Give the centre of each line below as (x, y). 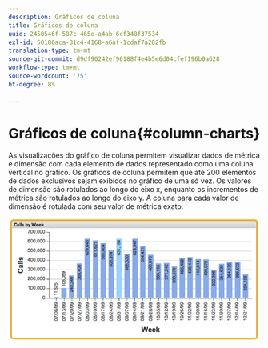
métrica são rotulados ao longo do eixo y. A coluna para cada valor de (124, 198)
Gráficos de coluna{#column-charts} (134, 133)
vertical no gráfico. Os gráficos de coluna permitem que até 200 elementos (132, 173)
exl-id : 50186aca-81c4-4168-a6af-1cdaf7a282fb (87, 42)
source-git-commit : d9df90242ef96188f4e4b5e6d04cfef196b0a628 (114, 59)
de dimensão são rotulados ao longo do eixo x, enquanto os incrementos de (133, 190)
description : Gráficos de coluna (64, 17)
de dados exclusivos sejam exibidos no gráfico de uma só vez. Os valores (130, 181)
